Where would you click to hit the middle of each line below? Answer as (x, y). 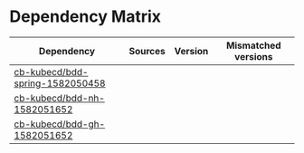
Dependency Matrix (85, 17)
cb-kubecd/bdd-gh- (60, 124)
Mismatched (254, 45)
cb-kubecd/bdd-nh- (60, 98)
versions (254, 56)
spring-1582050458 (60, 83)
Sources (147, 51)
